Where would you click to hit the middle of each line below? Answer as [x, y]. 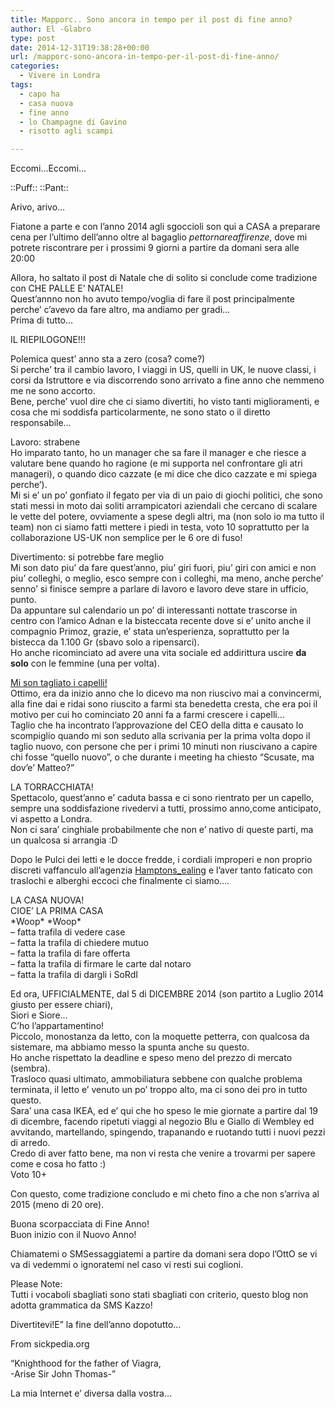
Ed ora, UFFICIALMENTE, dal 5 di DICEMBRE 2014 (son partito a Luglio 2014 [167, 994]
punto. [23, 600]
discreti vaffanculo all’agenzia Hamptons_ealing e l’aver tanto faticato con [161, 870]
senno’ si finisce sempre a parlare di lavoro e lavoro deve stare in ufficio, [159, 589]
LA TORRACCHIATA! [52, 787]
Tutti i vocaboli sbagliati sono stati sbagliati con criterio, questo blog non [159, 1295]
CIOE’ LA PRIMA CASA [57, 911]
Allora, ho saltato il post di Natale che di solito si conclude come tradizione [164, 278]
